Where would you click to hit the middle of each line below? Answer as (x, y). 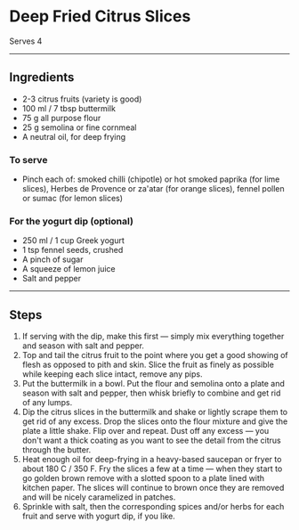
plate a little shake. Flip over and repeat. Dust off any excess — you (145, 431)
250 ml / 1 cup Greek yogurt (73, 241)
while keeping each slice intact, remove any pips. (112, 374)
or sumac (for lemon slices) (72, 199)
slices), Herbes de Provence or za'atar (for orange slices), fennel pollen (153, 189)
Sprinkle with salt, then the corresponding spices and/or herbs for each (153, 507)
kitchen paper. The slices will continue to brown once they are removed (153, 488)
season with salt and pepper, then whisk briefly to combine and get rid (151, 393)
